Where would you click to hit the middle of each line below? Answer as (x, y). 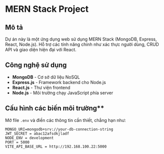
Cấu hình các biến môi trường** (55, 108)
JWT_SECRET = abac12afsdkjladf (37, 134)
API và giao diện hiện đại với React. (41, 50)
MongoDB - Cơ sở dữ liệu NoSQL (46, 77)
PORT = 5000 (17, 142)
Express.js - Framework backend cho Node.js (59, 82)
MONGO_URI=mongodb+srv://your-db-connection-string (59, 129)
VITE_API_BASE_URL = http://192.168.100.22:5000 (56, 147)
